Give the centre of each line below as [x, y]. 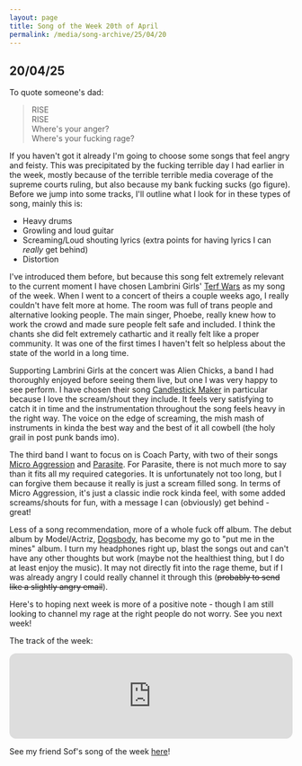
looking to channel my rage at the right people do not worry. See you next [146, 614]
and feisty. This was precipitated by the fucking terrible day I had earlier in [147, 165]
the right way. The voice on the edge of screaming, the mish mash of [137, 418]
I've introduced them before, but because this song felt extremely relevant [147, 277]
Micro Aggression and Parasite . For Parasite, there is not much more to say [148, 465]
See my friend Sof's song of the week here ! [90, 752]
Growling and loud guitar [68, 231]
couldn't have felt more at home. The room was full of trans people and [141, 306]
